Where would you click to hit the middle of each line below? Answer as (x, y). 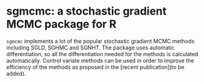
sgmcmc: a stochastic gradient (86, 11)
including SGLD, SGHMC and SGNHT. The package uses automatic (90, 48)
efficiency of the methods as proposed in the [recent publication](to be (95, 67)
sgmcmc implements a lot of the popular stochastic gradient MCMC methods (100, 41)
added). (16, 73)
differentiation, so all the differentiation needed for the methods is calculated (102, 54)
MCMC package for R (62, 24)
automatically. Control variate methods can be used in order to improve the (100, 60)
